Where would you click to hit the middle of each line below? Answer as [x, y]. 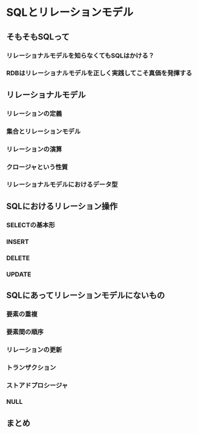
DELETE [18, 258]
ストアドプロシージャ [37, 385]
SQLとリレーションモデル [70, 12]
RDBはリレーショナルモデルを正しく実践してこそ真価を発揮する [99, 73]
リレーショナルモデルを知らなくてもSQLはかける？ [80, 55]
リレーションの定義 [34, 113]
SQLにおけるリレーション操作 [62, 206]
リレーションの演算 [34, 149]
